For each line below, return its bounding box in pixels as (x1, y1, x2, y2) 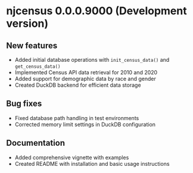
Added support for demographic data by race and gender (14, 76, 157, 82)
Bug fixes (6, 99, 42, 109)
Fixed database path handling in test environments (14, 114, 139, 121)
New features (6, 40, 58, 51)
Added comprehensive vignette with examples (14, 153, 129, 161)
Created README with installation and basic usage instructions (14, 160, 170, 167)
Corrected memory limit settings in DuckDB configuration (14, 121, 156, 128)
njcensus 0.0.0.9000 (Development (6, 4, 187, 18)
